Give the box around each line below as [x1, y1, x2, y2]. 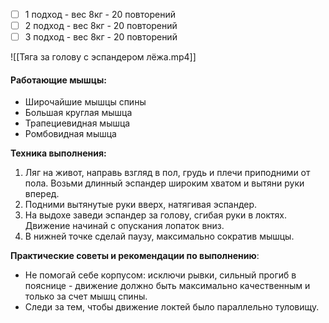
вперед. [24, 188, 60, 200]
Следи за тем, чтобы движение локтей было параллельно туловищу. [24, 301, 320, 313]
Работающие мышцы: [10, 74, 108, 86]
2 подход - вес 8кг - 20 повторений [24, 20, 178, 32]
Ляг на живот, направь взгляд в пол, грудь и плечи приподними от [24, 167, 311, 179]
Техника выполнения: [10, 147, 107, 159]
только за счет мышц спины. [24, 290, 148, 303]
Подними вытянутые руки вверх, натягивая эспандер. [24, 199, 258, 211]
